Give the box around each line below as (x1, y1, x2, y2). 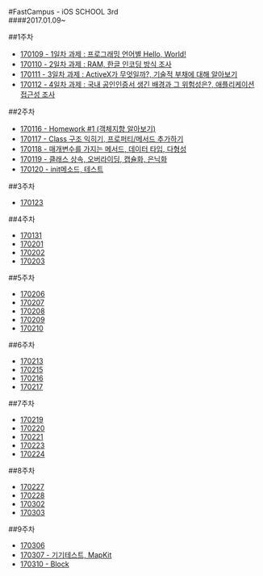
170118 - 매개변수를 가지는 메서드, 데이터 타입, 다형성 (19, 145, 187, 153)
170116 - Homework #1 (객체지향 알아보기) (19, 124, 156, 133)
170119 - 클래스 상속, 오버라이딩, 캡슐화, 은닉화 (19, 154, 168, 164)
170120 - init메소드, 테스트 (19, 165, 104, 174)
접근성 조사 (19, 90, 56, 99)
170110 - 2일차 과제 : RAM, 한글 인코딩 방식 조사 (19, 60, 172, 69)
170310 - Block (19, 559, 70, 569)
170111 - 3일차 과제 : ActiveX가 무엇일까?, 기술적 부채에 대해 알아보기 (19, 69, 238, 79)
